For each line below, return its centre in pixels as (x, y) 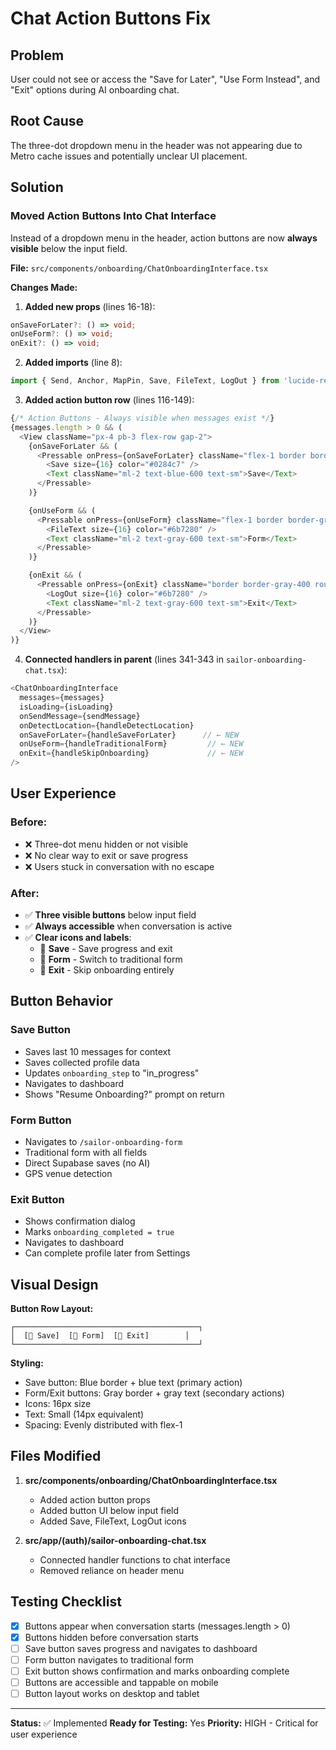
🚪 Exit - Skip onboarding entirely (107, 969)
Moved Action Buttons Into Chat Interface (113, 216)
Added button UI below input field (109, 1510)
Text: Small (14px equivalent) (84, 1414)
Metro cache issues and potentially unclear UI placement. (129, 156)
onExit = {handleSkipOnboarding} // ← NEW (131, 753)
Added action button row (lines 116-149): (109, 400)
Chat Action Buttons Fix (111, 18)
